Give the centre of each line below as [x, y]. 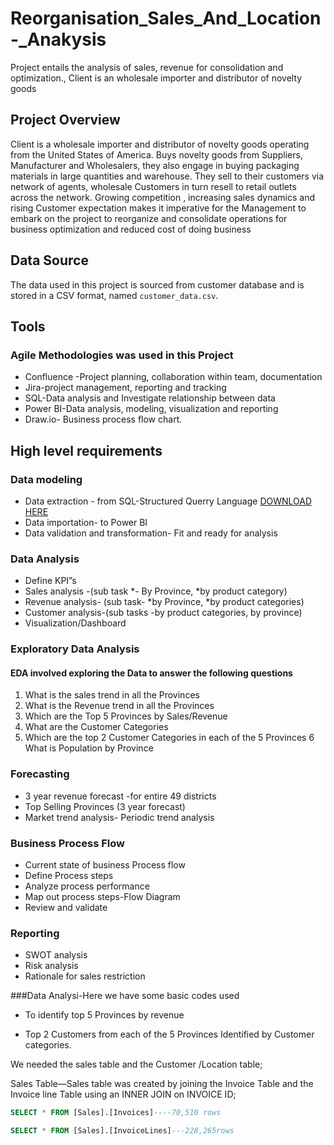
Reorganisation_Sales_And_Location [166, 18]
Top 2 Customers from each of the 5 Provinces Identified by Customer [169, 1034]
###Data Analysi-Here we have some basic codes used [125, 996]
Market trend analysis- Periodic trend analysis [119, 817]
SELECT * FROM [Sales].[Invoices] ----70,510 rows [116, 1113]
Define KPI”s [50, 581]
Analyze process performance [87, 886]
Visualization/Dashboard [75, 623]
